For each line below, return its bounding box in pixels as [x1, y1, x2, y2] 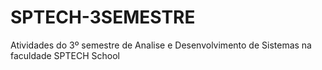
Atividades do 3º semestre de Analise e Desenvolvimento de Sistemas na [10, 39, 312, 51]
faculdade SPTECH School [10, 49, 120, 61]
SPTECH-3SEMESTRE [10, 6, 196, 29]
